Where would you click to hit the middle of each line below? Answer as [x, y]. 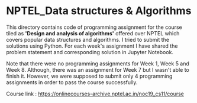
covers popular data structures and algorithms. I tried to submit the [88, 39]
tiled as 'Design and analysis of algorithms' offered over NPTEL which [93, 33]
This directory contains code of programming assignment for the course [94, 27]
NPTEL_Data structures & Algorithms [99, 11]
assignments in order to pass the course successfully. [72, 82]
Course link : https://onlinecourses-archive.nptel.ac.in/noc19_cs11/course [95, 94]
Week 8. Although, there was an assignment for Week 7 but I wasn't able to [98, 69]
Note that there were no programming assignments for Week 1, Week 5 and [98, 64]
